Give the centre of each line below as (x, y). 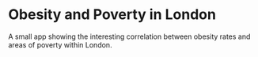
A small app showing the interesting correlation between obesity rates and (129, 36)
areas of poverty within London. (60, 44)
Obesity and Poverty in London (112, 15)
